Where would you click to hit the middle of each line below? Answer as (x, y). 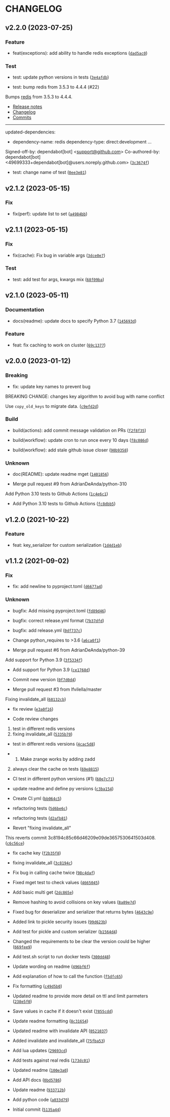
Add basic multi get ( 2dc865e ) (43, 892)
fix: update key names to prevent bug (52, 387)
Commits (22, 118)
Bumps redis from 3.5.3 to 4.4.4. (39, 97)
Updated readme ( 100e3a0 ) (40, 1070)
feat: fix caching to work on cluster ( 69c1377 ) (59, 345)
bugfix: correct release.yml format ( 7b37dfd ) (58, 620)
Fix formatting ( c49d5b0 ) (37, 986)
